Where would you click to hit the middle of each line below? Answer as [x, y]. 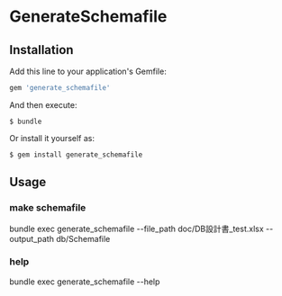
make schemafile [48, 208]
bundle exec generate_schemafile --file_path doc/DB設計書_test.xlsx [136, 229]
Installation [41, 50]
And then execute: [43, 104]
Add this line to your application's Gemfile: [88, 71]
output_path [32, 238]
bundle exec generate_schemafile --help [85, 282]
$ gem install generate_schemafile [76, 155]
